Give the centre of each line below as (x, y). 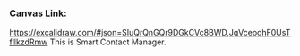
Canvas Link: (38, 13)
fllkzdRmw (29, 42)
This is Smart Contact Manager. (108, 42)
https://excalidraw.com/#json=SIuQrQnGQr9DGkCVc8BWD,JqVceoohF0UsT (150, 33)
